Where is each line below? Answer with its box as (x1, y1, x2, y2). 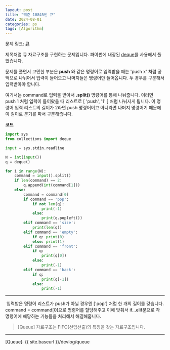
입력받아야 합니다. (5, 81, 41, 88)
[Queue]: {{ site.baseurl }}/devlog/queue (5, 339, 90, 345)
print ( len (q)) (32, 225, 62, 230)
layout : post (5, 7, 33, 13)
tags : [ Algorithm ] (5, 26, 44, 31)
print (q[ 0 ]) (41, 253, 67, 258)
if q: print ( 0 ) (32, 234, 65, 239)
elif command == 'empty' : (23, 230, 78, 235)
